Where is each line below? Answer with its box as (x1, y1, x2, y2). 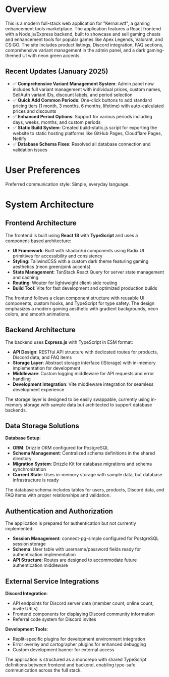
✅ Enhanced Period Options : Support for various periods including (12, 113, 152, 119)
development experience (12, 386, 65, 392)
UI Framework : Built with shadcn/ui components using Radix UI (12, 247, 145, 253)
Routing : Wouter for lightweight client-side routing (12, 280, 118, 286)
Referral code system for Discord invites (12, 616, 97, 622)
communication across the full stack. (5, 667, 82, 673)
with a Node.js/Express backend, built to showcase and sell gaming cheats (5, 31, 161, 37)
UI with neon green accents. (22, 52, 81, 59)
